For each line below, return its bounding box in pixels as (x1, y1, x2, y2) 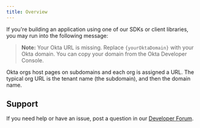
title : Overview (6, 8, 48, 15)
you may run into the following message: (6, 32, 109, 39)
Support (6, 99, 38, 109)
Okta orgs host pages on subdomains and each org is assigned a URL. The (6, 68, 195, 76)
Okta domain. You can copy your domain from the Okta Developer (21, 50, 187, 58)
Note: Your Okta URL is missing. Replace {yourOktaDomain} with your (21, 44, 194, 51)
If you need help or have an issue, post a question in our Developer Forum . (6, 115, 194, 122)
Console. (21, 56, 45, 64)
